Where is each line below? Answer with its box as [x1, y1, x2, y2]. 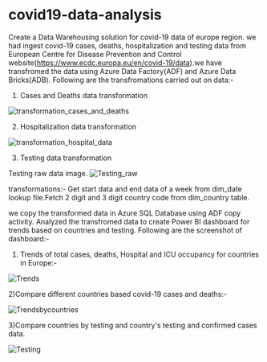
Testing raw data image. [8, 168, 88, 178]
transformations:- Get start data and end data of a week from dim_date [8, 183, 242, 194]
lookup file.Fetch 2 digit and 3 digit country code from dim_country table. [8, 192, 250, 202]
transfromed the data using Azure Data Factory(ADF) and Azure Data [8, 66, 237, 76]
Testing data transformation [19, 153, 112, 162]
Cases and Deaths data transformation [19, 90, 148, 100]
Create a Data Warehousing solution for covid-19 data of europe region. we [8, 32, 257, 42]
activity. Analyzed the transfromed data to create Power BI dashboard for [8, 216, 250, 226]
